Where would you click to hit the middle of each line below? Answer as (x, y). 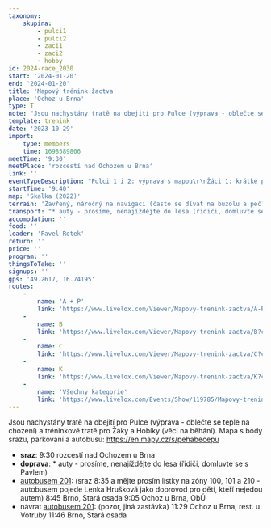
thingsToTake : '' (38, 264)
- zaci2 (50, 53)
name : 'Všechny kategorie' (83, 392)
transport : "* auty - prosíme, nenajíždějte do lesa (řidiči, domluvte (131, 211)
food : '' (23, 226)
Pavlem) (34, 472)
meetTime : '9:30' (38, 158)
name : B (50, 324)
